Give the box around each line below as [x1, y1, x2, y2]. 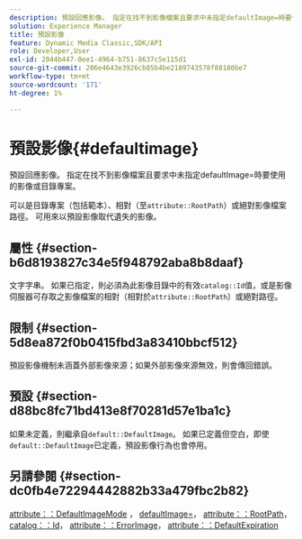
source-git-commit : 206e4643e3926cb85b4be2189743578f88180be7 [9, 64, 247, 73]
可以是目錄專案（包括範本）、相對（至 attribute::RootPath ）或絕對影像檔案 [9, 200, 288, 211]
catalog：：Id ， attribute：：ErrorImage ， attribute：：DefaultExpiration [9, 519, 279, 530]
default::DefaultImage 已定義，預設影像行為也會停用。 [9, 439, 213, 451]
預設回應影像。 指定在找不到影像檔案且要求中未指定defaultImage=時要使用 [9, 169, 286, 180]
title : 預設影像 [9, 30, 65, 39]
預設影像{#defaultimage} [9, 138, 200, 159]
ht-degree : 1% [9, 88, 63, 97]
